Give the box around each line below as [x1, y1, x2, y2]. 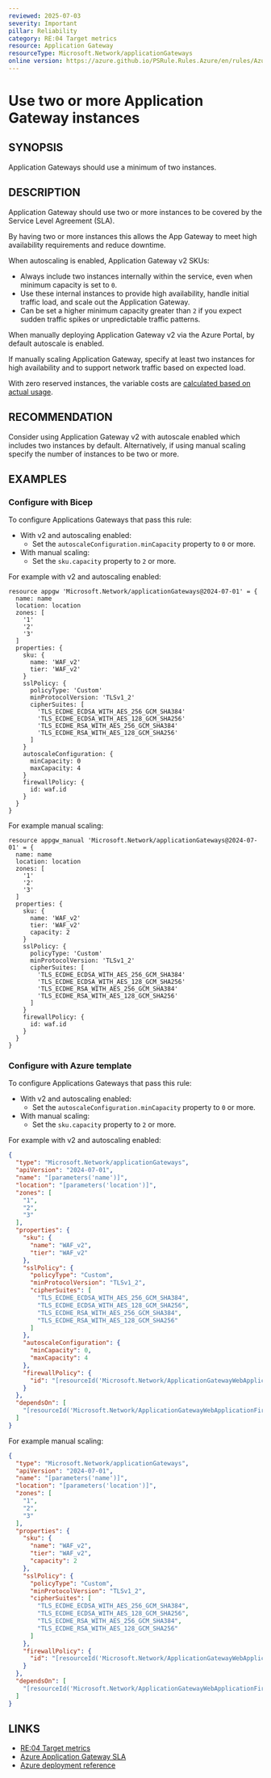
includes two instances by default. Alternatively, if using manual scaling [8, 440, 246, 450]
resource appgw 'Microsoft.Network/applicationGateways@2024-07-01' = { [8, 587, 258, 596]
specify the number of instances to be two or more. [8, 449, 180, 459]
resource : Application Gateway [8, 42, 114, 50]
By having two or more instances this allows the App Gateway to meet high [8, 231, 257, 241]
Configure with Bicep [8, 496, 94, 507]
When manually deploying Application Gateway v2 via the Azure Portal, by [8, 330, 256, 339]
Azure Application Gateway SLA [19, 1752, 127, 1762]
